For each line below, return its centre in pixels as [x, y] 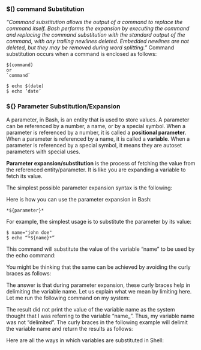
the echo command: [31, 255]
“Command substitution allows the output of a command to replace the [94, 22]
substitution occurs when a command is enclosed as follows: [82, 54]
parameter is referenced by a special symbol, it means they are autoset [94, 145]
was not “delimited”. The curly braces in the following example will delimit [97, 322]
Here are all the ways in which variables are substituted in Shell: [85, 340]
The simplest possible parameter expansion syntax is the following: [89, 188]
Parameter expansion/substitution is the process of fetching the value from [101, 163]
